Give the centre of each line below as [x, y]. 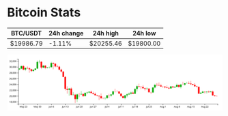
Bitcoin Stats [44, 13]
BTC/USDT [27, 33]
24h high [106, 33]
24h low [144, 33]
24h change [66, 33]
